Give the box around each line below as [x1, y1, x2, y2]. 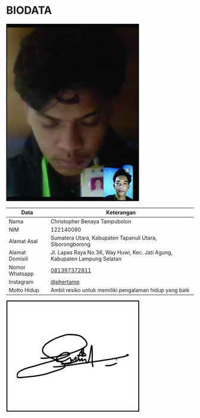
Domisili [8, 255, 29, 263]
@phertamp [50, 278, 80, 285]
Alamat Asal [8, 237, 38, 245]
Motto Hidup [8, 287, 40, 294]
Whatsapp [8, 270, 34, 277]
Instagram [8, 278, 34, 285]
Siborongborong [50, 241, 91, 248]
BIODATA [6, 4, 52, 17]
